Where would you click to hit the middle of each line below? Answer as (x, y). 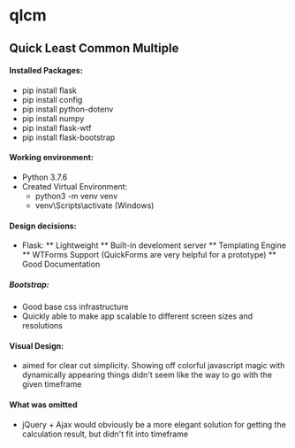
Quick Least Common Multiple (94, 48)
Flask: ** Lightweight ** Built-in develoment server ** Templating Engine (154, 245)
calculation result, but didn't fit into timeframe (105, 434)
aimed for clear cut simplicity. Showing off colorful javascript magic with (153, 366)
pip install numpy (53, 118)
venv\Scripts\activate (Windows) (95, 205)
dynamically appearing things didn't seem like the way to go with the (147, 375)
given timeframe (52, 384)
